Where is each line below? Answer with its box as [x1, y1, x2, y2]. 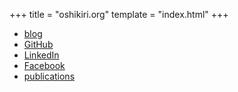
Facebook [23, 60, 66, 71]
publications [23, 70, 76, 82]
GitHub [23, 39, 54, 50]
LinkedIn [23, 49, 60, 61]
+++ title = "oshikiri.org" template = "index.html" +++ [9, 9, 229, 20]
